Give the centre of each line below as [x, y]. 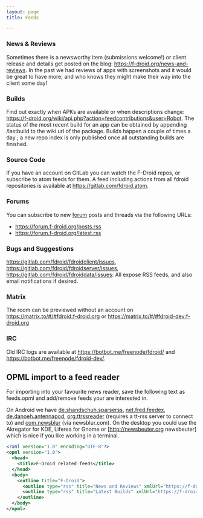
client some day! [27, 83]
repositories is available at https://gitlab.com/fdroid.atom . [78, 186]
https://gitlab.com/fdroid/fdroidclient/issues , [61, 262]
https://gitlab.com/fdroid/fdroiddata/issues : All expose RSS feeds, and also [99, 274]
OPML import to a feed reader [63, 377]
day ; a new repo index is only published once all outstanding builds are [95, 138]
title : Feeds [23, 18]
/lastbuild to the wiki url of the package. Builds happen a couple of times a [98, 131]
